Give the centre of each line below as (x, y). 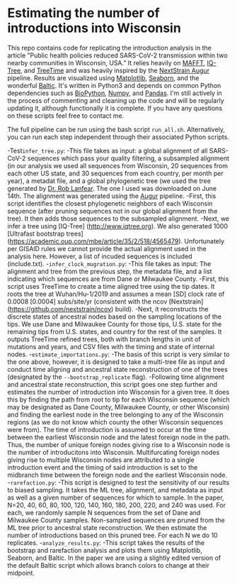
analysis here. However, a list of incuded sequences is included (100, 256)
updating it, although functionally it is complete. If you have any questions (115, 108)
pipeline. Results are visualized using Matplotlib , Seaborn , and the (103, 78)
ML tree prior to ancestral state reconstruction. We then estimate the (107, 527)
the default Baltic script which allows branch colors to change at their (109, 565)
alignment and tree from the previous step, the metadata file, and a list (110, 271)
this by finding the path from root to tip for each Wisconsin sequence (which (118, 400)
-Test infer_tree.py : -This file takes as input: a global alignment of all (108, 150)
